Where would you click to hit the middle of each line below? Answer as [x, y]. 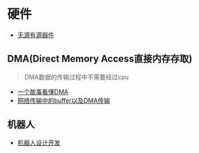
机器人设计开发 [39, 143]
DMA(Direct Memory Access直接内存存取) [100, 59]
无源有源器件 [35, 35]
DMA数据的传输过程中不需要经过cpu [77, 76]
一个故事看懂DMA [43, 92]
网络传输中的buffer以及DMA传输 [63, 100]
